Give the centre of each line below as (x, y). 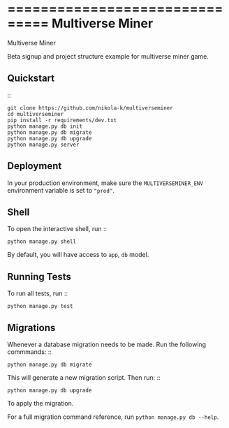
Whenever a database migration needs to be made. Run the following (107, 344)
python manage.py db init (45, 126)
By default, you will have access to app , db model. (78, 255)
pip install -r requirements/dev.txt (62, 120)
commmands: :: (30, 352)
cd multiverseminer (36, 114)
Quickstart (31, 79)
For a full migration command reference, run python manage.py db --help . (113, 417)
